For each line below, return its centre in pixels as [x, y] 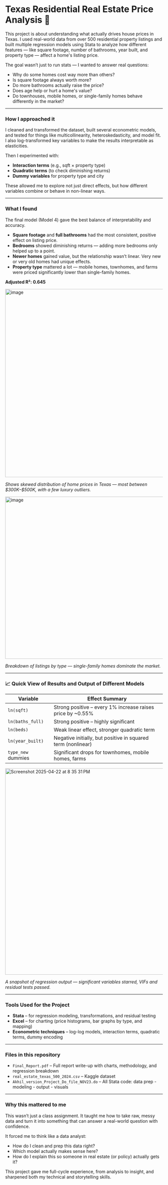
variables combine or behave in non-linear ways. [55, 191]
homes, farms [70, 758]
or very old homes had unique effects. [52, 261]
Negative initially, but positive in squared [101, 738]
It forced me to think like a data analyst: [46, 1136]
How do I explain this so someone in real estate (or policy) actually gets [86, 1156]
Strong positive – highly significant [94, 721]
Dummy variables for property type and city [58, 176]
